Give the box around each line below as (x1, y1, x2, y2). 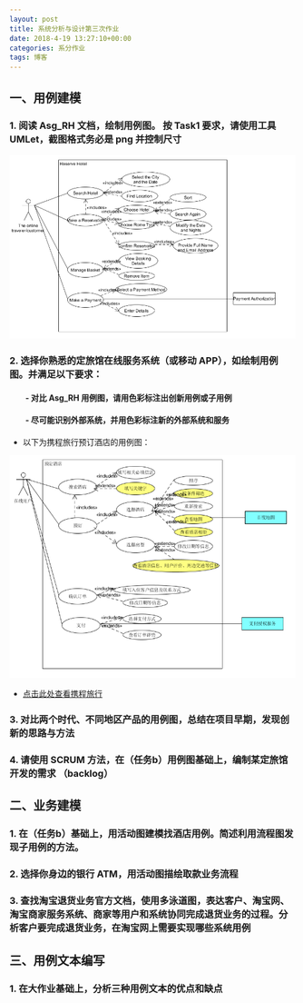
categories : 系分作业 (9, 44, 86, 53)
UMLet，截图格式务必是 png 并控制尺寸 (9, 133, 182, 145)
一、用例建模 (9, 90, 82, 105)
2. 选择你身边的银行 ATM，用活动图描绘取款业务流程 (9, 868, 239, 880)
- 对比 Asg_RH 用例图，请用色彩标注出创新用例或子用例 (24, 392, 233, 403)
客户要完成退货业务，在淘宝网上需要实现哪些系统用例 (18, 922, 251, 935)
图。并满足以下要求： (9, 368, 103, 381)
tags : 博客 (9, 53, 48, 63)
